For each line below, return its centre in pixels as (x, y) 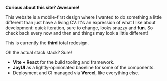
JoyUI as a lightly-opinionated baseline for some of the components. (83, 68)
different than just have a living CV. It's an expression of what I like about (80, 22)
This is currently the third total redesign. (47, 43)
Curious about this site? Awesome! (43, 7)
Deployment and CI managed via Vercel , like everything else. (76, 73)
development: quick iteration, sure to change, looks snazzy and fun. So (79, 28)
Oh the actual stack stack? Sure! (39, 53)
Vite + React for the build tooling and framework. (63, 62)
